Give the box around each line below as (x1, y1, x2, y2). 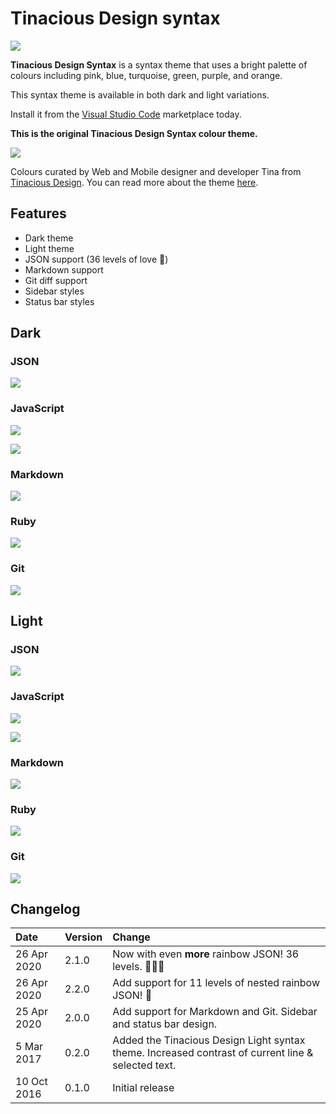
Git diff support (24, 274, 88, 286)
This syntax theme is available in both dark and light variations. (10, 88, 270, 101)
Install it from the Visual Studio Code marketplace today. (10, 108, 242, 120)
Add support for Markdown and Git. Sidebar (112, 1005, 318, 1019)
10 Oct (15, 1075, 48, 1089)
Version (64, 930, 103, 944)
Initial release (112, 1081, 175, 1095)
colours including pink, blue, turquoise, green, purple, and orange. (10, 69, 283, 81)
